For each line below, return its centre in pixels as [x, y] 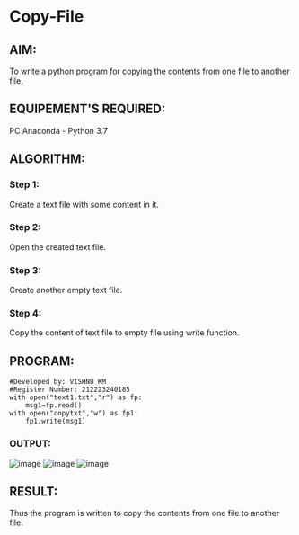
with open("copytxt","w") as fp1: [74, 414]
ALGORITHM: [47, 159]
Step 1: [24, 184]
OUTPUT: [30, 444]
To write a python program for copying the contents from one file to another [149, 71]
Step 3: [26, 270]
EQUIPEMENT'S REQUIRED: [88, 109]
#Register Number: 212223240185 [70, 390]
